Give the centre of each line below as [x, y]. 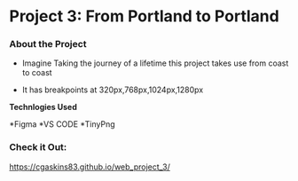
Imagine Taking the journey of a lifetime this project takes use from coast [155, 63]
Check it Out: [38, 147]
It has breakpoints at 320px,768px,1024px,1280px [113, 90]
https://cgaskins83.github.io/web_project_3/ [90, 167]
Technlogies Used [43, 107]
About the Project [48, 44]
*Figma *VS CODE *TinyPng [62, 124]
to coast [37, 73]
